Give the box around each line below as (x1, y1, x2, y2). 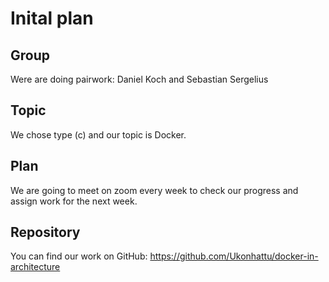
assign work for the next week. (10, 195, 138, 207)
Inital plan (10, 7, 94, 30)
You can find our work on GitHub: (10, 250, 148, 262)
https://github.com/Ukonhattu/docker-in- (149, 250, 319, 262)
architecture (10, 261, 61, 273)
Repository (10, 224, 81, 241)
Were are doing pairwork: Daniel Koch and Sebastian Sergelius (10, 73, 269, 85)
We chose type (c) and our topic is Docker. (10, 128, 187, 141)
